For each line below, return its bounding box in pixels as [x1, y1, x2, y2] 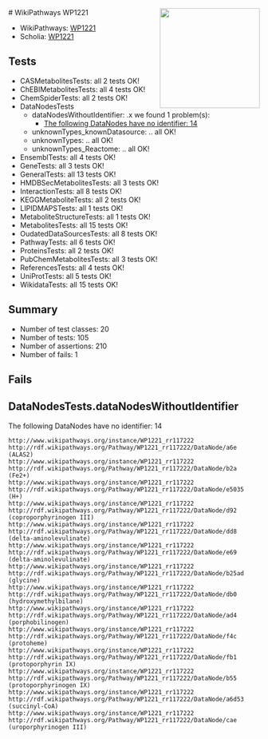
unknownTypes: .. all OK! [31, 135, 113, 145]
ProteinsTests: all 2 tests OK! [19, 245, 114, 255]
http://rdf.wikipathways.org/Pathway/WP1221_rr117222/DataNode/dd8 [8, 527, 238, 535]
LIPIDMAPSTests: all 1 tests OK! [19, 203, 124, 213]
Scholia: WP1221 [19, 32, 74, 41]
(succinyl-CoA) [8, 702, 59, 710]
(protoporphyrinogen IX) [8, 681, 91, 689]
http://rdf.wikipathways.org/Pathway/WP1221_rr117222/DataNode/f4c [8, 632, 238, 640]
